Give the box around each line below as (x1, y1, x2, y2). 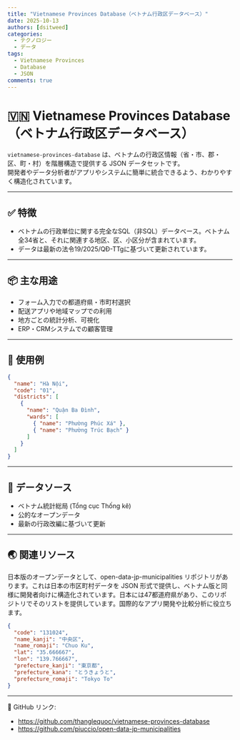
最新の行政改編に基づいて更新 (17, 519, 106, 528)
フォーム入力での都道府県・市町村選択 (17, 298, 131, 306)
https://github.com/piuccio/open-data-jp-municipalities (17, 724, 181, 733)
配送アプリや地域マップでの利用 (17, 306, 112, 315)
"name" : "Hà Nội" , (14, 380, 69, 387)
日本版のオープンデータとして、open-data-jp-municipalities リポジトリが (7, 572, 223, 581)
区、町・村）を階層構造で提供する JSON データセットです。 (7, 159, 184, 168)
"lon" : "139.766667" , (14, 656, 79, 663)
